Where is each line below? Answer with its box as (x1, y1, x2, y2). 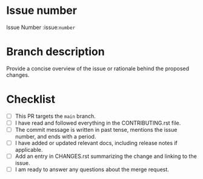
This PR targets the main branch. (15, 112, 96, 120)
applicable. (15, 146, 43, 154)
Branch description (6, 45, 105, 59)
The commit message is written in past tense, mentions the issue (15, 126, 178, 133)
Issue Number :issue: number (6, 24, 76, 31)
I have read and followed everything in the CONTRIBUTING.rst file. (15, 119, 181, 126)
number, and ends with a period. (15, 133, 96, 140)
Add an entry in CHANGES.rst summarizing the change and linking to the (15, 152, 197, 160)
